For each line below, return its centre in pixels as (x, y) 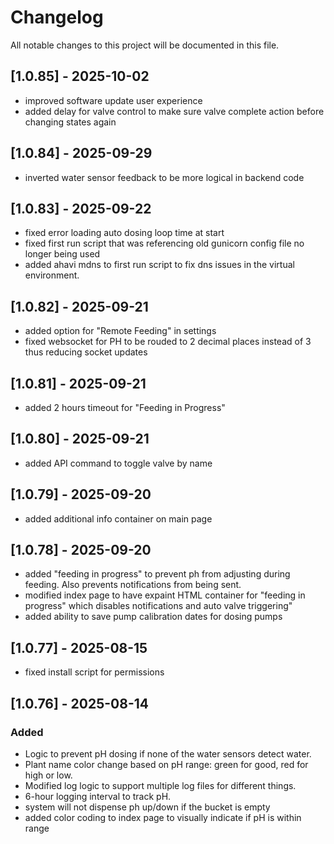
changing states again (70, 122)
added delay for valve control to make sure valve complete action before (174, 111)
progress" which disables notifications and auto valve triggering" (158, 606)
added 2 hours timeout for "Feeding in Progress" (125, 407)
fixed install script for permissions (94, 672)
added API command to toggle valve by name (118, 463)
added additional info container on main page (118, 518)
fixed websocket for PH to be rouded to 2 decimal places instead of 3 (168, 342)
